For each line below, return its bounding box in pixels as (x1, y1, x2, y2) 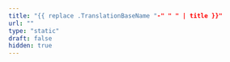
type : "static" (8, 27, 60, 35)
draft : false (8, 34, 53, 43)
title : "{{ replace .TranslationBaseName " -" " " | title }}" (8, 11, 223, 20)
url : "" (8, 19, 35, 27)
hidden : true (8, 42, 53, 50)
